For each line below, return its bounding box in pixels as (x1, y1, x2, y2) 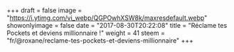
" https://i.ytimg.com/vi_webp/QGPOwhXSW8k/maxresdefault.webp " (6, 14, 208, 22)
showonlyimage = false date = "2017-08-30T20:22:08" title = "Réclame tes (6, 21, 228, 29)
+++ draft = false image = (6, 6, 83, 14)
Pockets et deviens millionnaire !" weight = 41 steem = (6, 28, 165, 37)
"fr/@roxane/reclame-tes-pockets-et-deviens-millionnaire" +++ (6, 36, 193, 45)
